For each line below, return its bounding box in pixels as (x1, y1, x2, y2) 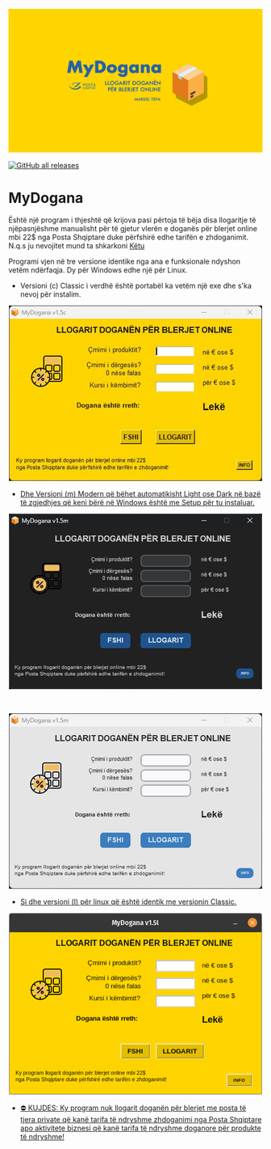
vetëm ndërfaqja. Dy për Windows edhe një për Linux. (8, 265, 188, 275)
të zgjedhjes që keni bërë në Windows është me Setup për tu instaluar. (19, 498, 256, 508)
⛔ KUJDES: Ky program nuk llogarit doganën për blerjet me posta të (19, 1103, 247, 1113)
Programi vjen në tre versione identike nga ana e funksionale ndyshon (8, 256, 240, 267)
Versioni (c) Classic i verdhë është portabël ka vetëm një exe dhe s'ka (19, 281, 252, 291)
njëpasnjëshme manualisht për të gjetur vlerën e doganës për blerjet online (8, 224, 258, 234)
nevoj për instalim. (19, 289, 81, 299)
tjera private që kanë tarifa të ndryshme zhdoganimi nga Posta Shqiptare (19, 1115, 262, 1125)
